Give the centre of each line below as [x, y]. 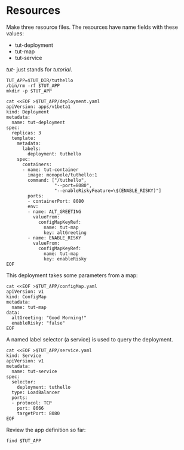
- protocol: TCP [32, 403]
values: [15, 33]
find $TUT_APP [24, 441]
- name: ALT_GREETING [55, 211]
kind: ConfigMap [26, 297]
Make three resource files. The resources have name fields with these [92, 27]
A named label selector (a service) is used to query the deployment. [90, 339]
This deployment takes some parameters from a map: [72, 275]
